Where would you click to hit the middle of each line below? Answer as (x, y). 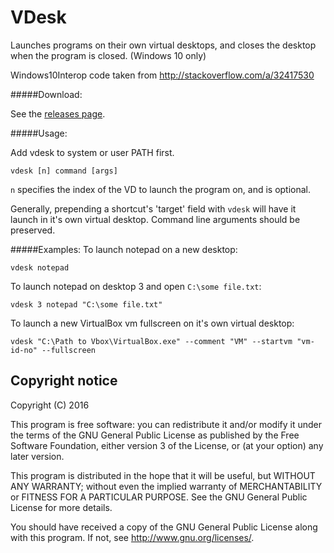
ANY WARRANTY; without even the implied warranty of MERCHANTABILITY (166, 486)
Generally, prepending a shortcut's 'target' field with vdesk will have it (153, 208)
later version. (37, 456)
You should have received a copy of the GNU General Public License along (164, 527)
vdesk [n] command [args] (64, 171)
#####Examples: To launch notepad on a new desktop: (124, 249)
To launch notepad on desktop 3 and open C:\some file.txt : (136, 286)
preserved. (33, 230)
